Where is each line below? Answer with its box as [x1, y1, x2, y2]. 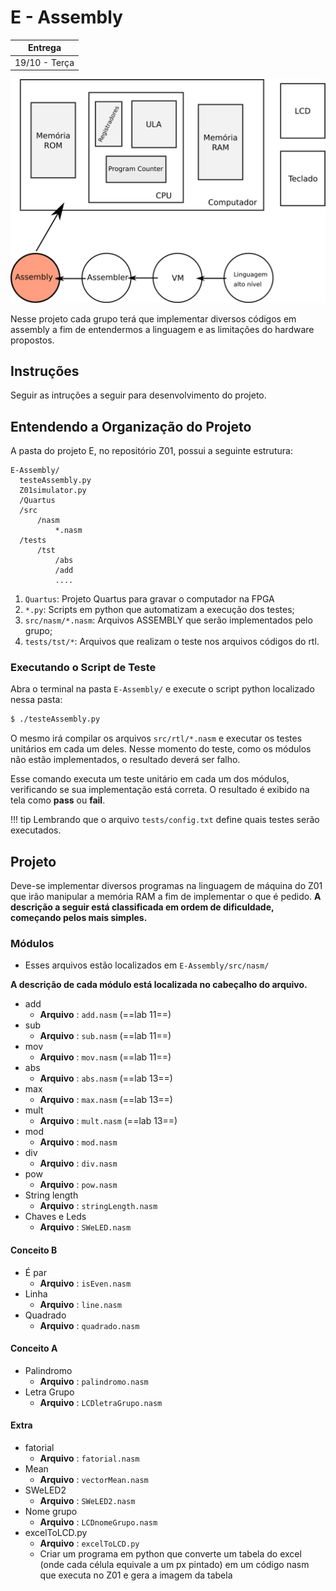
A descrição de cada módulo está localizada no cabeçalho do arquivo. [10, 979, 308, 991]
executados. [10, 824, 62, 836]
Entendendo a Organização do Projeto [10, 418, 252, 435]
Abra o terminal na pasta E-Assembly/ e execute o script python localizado [10, 683, 315, 695]
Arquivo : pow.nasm [39, 1179, 118, 1191]
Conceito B [10, 1244, 58, 1256]
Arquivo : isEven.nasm [39, 1277, 132, 1289]
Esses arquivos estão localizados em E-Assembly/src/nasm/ [24, 959, 270, 971]
